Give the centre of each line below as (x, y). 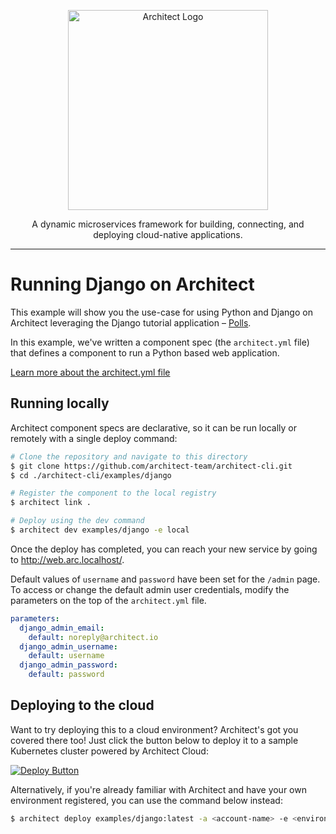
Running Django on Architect (132, 284)
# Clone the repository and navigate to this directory (129, 456)
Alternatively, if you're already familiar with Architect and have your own (158, 789)
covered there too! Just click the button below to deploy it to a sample (154, 740)
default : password (66, 675)
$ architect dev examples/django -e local (100, 530)
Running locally (60, 403)
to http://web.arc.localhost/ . (67, 559)
